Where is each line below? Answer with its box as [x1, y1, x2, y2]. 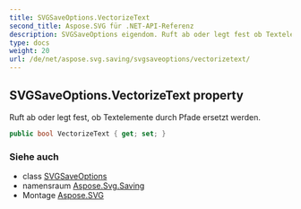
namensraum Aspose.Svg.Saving [21, 180, 145, 191]
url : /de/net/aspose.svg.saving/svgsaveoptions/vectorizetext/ [9, 55, 251, 64]
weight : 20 [9, 47, 50, 56]
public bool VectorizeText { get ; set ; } [9, 129, 167, 138]
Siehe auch [9, 150, 60, 162]
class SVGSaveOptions [21, 170, 107, 181]
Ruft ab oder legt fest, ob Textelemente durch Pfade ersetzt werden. [9, 111, 262, 122]
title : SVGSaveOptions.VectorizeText [9, 13, 150, 22]
